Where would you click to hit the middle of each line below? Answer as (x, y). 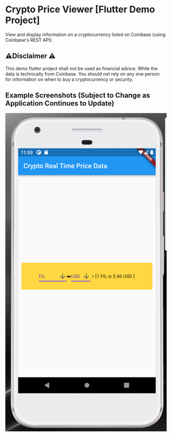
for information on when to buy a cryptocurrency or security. (69, 79)
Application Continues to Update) (60, 103)
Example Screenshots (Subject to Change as (78, 96)
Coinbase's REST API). (29, 40)
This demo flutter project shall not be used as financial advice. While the (81, 68)
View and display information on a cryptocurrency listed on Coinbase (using (85, 34)
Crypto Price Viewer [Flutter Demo (80, 9)
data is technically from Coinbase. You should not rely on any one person (83, 74)
